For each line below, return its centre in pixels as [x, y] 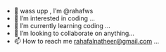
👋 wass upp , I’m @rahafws [53, 11]
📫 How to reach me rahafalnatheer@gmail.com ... [87, 41]
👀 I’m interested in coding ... [55, 18]
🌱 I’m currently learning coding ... [62, 26]
